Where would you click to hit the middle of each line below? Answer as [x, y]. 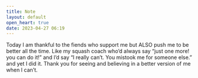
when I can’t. [22, 70]
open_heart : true [28, 22]
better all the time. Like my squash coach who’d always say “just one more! [98, 51]
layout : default [26, 17]
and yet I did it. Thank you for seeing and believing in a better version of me [98, 64]
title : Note [21, 12]
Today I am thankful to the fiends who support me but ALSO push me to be [98, 45]
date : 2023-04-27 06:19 [36, 28]
